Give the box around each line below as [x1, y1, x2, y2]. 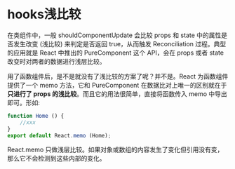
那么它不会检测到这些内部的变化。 [7, 154, 106, 163]
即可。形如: [7, 98, 41, 107]
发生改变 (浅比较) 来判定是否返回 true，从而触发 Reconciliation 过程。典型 [13, 39, 227, 48]
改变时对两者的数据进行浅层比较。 [7, 57, 106, 65]
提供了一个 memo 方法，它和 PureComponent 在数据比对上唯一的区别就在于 [7, 81, 227, 89]
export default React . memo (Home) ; [7, 132, 112, 139]
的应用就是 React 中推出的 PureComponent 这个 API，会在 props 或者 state [7, 48, 224, 57]
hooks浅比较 [7, 6, 81, 22]
